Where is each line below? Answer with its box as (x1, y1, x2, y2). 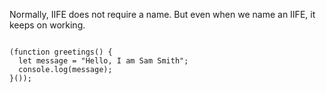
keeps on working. (9, 19, 86, 31)
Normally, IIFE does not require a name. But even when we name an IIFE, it (9, 9, 316, 20)
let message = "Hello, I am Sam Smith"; (18, 56, 189, 66)
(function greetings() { (9, 47, 113, 57)
